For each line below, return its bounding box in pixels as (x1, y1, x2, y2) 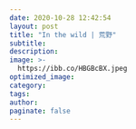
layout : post (9, 22, 59, 31)
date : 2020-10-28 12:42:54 (9, 13, 112, 23)
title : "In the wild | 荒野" (9, 30, 117, 39)
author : (9, 97, 39, 107)
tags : (9, 89, 30, 98)
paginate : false (9, 106, 71, 115)
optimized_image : (9, 73, 75, 82)
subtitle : (9, 38, 47, 48)
